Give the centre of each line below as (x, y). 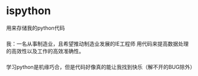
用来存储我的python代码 (36, 28)
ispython (29, 11)
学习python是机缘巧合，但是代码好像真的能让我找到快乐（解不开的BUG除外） (101, 67)
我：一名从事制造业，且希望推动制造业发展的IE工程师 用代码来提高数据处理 (98, 44)
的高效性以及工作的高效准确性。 (45, 51)
